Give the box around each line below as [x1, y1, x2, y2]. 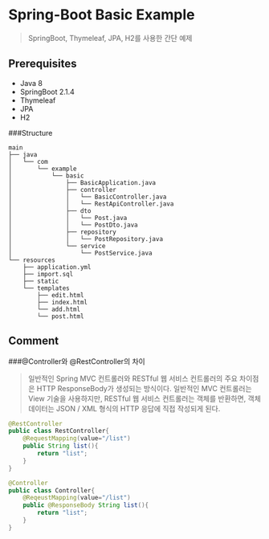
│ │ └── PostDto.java [8, 221, 138, 229]
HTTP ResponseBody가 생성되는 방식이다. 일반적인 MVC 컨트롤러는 [36, 383, 252, 393]
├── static [22, 277, 59, 285]
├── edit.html [37, 291, 84, 299]
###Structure [8, 128, 53, 137]
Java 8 [19, 78, 43, 88]
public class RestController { [8, 427, 110, 435]
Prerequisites [8, 57, 77, 71]
